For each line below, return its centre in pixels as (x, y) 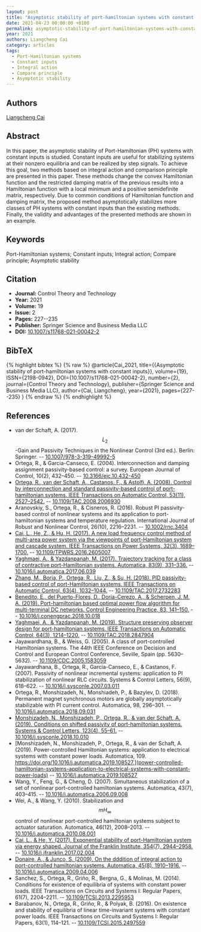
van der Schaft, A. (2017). (46, 430)
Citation (22, 279)
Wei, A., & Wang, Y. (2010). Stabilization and (69, 800)
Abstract (23, 136)
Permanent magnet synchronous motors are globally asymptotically (98, 698)
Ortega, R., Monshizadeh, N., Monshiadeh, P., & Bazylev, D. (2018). (97, 692)
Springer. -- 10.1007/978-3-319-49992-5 (65, 457)
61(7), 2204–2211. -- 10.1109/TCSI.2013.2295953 (74, 897)
